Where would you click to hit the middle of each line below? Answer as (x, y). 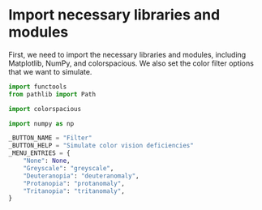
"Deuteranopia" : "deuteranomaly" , (81, 176)
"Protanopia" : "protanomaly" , (74, 183)
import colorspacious (45, 109)
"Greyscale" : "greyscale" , (69, 168)
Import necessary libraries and (114, 15)
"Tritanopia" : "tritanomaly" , (74, 191)
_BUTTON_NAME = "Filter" (50, 138)
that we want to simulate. (50, 71)
